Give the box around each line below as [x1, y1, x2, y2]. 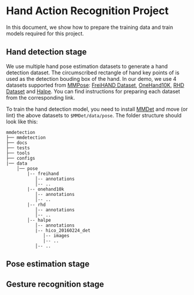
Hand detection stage [6, 47, 87, 57]
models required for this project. [6, 29, 84, 37]
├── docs [6, 140, 28, 146]
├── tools [6, 150, 31, 156]
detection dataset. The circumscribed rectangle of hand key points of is [6, 69, 180, 76]
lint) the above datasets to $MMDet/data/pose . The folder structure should [6, 112, 182, 119]
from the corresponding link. [6, 94, 75, 101]
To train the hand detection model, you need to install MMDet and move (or [6, 105, 188, 113]
